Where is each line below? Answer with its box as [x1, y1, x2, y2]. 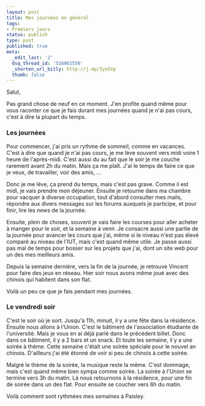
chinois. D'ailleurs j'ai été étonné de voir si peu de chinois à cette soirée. [6, 349, 188, 356]
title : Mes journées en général [6, 15, 89, 21]
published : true [6, 43, 48, 50]
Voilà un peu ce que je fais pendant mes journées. [6, 287, 133, 295]
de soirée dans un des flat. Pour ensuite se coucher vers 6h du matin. [6, 380, 182, 388]
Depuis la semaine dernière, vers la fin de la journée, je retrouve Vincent [6, 263, 188, 270]
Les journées [6, 129, 46, 137]
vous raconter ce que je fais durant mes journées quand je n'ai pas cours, [6, 107, 193, 114]
